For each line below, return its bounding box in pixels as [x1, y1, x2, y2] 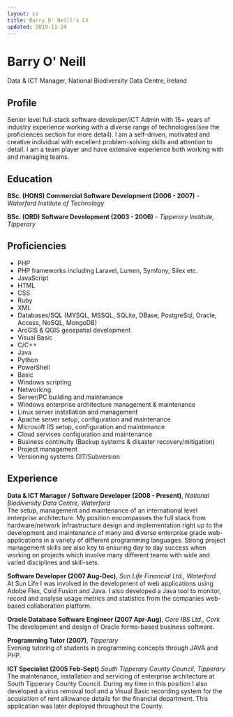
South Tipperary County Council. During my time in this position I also [7, 679, 208, 688]
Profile [7, 97, 37, 109]
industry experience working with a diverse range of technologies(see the [7, 123, 220, 132]
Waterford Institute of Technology [7, 199, 105, 207]
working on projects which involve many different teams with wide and [7, 550, 211, 559]
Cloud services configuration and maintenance [17, 430, 152, 438]
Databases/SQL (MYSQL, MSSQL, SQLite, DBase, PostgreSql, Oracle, [17, 311, 217, 319]
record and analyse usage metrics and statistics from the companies [7, 594, 204, 602]
